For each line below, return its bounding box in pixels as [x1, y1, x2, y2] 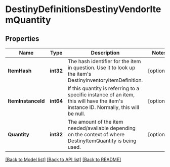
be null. [67, 110, 85, 117]
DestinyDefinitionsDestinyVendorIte [5, 4, 161, 15]
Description [91, 49, 120, 56]
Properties [5, 34, 39, 43]
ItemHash [8, 67, 32, 74]
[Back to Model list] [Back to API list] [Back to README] [5, 156, 121, 162]
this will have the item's [67, 97, 123, 104]
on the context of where [67, 131, 125, 138]
